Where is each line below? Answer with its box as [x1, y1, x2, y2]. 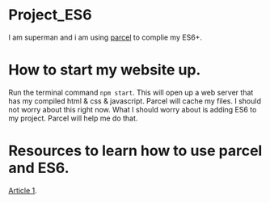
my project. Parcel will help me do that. [8, 113, 138, 123]
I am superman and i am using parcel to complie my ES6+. [8, 32, 203, 42]
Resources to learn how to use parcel [8, 142, 263, 160]
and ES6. [8, 159, 70, 177]
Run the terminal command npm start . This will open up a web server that [8, 87, 254, 97]
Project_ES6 [8, 6, 92, 24]
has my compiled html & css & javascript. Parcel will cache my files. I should [8, 95, 261, 106]
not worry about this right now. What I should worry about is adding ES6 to [8, 104, 257, 114]
